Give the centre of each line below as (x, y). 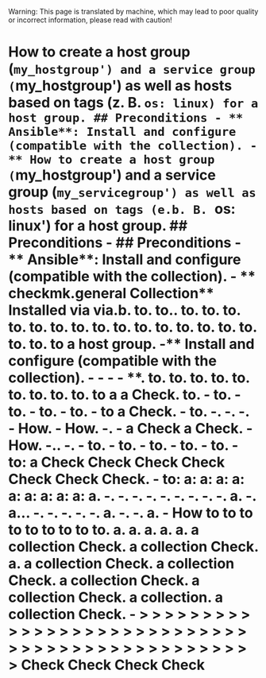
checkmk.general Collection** (111, 294)
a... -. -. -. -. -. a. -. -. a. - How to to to (131, 513)
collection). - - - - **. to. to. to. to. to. (129, 378)
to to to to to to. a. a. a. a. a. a (104, 530)
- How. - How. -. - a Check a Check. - (131, 429)
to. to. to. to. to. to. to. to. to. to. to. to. (133, 327)
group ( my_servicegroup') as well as (132, 192)
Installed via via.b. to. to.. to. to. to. (124, 310)
